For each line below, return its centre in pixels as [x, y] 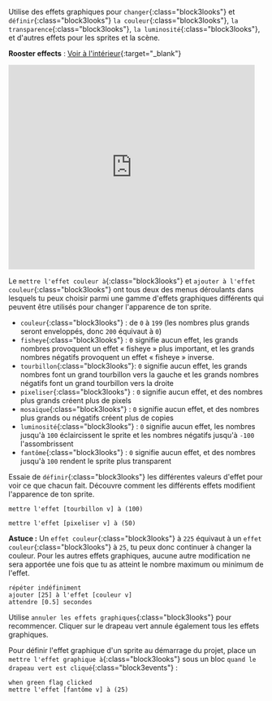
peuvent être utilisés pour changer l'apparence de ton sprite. [110, 307]
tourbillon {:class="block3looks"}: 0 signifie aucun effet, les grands [134, 366]
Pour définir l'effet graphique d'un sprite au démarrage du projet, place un [132, 650]
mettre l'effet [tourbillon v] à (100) [76, 509]
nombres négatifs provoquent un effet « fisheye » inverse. [117, 357]
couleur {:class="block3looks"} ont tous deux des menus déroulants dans [131, 289]
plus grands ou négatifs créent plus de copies [97, 418]
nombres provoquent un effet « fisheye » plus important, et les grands [137, 348]
